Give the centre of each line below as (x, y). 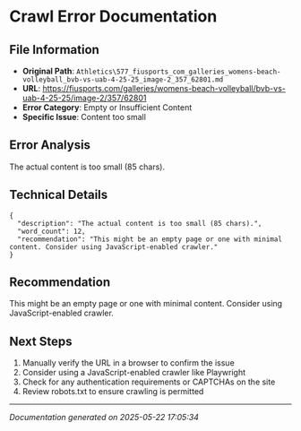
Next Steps (41, 341)
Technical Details (59, 195)
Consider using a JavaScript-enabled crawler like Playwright (134, 373)
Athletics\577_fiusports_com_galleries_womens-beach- (178, 72)
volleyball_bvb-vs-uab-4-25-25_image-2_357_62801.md (123, 80)
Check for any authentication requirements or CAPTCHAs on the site (149, 382)
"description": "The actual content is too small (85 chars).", (140, 223)
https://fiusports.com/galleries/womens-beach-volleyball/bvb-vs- (164, 88)
